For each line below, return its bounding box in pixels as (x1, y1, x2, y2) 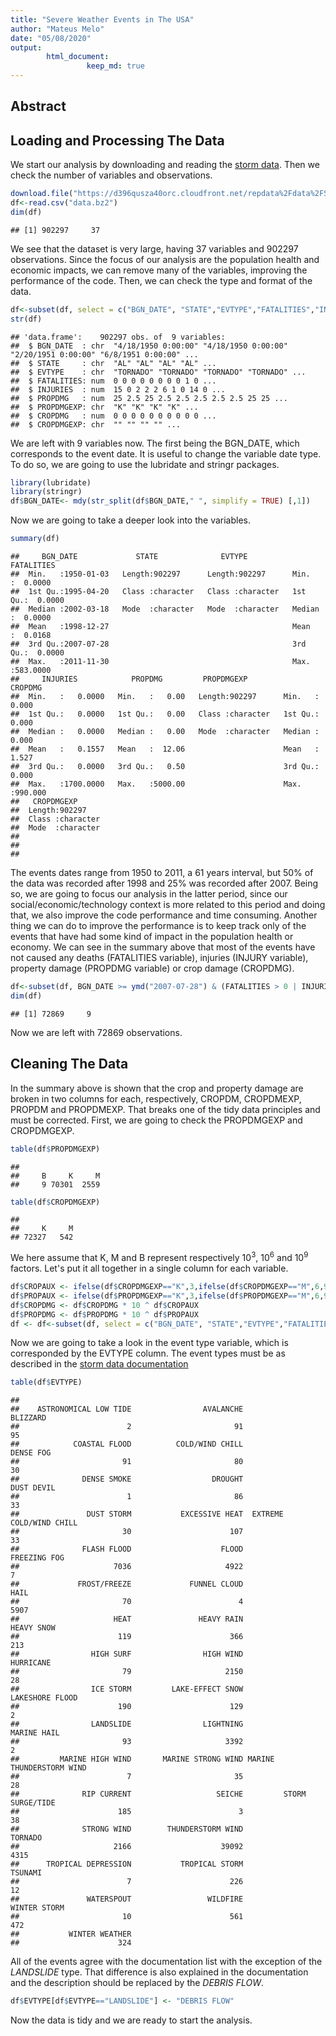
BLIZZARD (10, 1413, 47, 1423)
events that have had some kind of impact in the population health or (10, 931, 294, 943)
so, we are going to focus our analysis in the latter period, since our (10, 888, 288, 900)
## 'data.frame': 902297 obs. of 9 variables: (10, 332, 226, 342)
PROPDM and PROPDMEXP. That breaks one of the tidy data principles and (10, 1103, 321, 1115)
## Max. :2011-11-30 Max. (10, 657, 311, 667)
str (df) (10, 314, 43, 324)
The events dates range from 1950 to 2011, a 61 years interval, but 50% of (10, 867, 314, 879)
